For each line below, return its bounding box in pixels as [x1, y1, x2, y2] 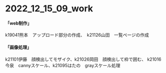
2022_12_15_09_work [5, 3, 93, 14]
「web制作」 [5, 20, 32, 26]
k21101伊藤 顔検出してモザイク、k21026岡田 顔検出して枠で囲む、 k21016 [5, 56, 162, 62]
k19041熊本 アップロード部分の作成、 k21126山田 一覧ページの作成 [5, 32, 149, 38]
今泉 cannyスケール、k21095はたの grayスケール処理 [5, 62, 121, 68]
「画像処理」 [5, 44, 31, 50]
